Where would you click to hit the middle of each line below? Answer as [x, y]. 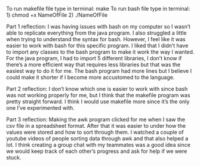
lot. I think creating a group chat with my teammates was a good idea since [99, 145]
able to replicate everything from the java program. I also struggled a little [96, 33]
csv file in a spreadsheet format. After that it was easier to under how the [96, 126]
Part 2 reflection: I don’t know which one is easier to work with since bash [97, 89]
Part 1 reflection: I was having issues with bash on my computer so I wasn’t [99, 27]
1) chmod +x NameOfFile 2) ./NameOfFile [57, 15]
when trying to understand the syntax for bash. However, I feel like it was [96, 39]
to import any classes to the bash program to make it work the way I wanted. [100, 52]
